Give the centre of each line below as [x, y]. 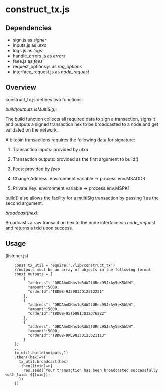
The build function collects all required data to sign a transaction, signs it [80, 119]
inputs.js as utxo [29, 45]
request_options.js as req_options [47, 67]
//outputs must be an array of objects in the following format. [84, 270]
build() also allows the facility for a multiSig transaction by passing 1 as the [82, 198]
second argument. [24, 203]
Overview [21, 88]
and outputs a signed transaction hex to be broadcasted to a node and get [82, 124]
